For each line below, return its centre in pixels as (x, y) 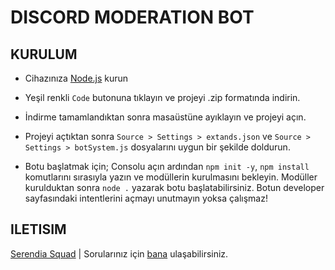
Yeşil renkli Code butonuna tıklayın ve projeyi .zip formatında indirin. (162, 97)
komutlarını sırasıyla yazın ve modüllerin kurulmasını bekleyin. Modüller (171, 177)
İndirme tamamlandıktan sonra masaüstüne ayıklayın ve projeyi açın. (165, 117)
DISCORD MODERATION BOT (132, 17)
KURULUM (44, 54)
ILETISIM (38, 229)
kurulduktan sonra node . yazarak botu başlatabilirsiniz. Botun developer (174, 187)
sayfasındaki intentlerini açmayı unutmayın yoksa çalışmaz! (146, 198)
